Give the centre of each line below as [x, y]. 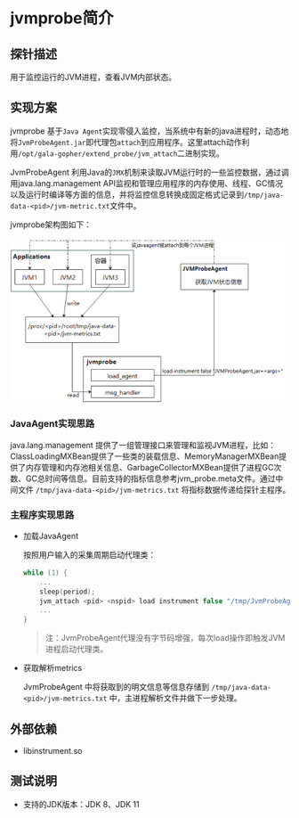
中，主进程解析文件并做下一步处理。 [176, 698]
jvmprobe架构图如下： [51, 225]
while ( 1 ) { [45, 573]
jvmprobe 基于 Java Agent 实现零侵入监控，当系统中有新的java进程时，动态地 [149, 131]
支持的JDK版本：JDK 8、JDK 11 [81, 804]
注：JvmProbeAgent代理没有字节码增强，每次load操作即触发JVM [165, 638]
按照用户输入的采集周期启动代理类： [89, 554]
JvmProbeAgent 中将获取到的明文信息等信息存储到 [116, 687]
